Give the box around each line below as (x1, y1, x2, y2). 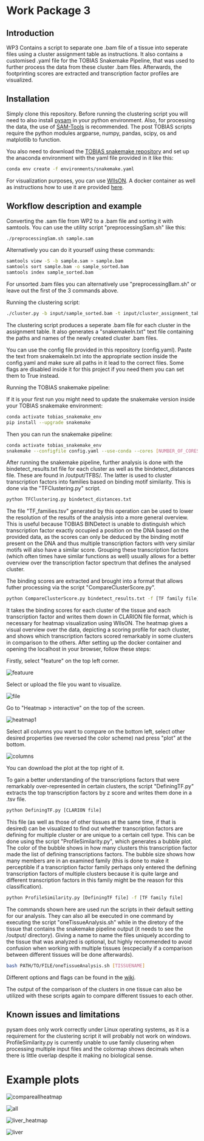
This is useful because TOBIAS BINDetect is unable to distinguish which (6, 521, 186, 528)
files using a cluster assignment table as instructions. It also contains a (6, 50, 183, 58)
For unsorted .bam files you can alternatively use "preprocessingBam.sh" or (6, 280, 196, 288)
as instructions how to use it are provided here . (6, 183, 124, 190)
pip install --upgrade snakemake (6, 419, 91, 426)
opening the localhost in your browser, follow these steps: (6, 645, 151, 653)
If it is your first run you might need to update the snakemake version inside (6, 395, 195, 403)
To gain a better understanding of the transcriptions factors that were (6, 776, 180, 783)
